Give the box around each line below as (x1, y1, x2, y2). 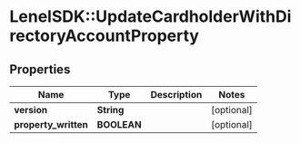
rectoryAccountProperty (9, 25, 200, 46)
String (96, 104, 125, 116)
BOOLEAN (96, 119, 143, 130)
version (14, 104, 48, 116)
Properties (9, 62, 71, 77)
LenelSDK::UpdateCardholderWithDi (9, 6, 292, 27)
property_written (14, 119, 89, 130)
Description (150, 89, 203, 100)
